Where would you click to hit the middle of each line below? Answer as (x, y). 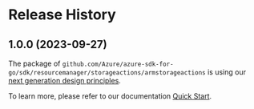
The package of (34, 63)
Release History (62, 15)
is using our (227, 72)
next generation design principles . (65, 81)
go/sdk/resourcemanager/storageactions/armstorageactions (107, 73)
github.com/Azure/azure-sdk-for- (118, 64)
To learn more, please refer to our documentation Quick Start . (110, 96)
